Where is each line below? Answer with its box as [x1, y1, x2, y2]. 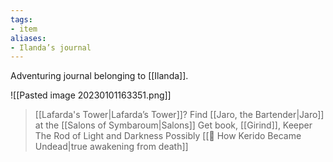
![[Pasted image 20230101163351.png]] [10, 89, 172, 101]
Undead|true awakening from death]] [34, 141, 189, 153]
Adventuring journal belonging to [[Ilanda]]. [10, 70, 189, 82]
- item [10, 24, 38, 34]
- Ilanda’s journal [10, 42, 92, 53]
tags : [10, 14, 33, 25]
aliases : [10, 33, 47, 43]
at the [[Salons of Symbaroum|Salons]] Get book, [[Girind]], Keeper [34, 119, 313, 131]
